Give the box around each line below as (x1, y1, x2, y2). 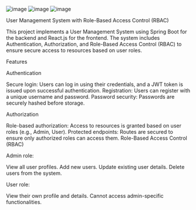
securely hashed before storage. (6, 99, 85, 106)
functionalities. (6, 199, 42, 205)
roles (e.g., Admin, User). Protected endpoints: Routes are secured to (6, 129, 173, 135)
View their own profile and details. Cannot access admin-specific (6, 192, 164, 199)
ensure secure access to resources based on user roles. (6, 47, 143, 54)
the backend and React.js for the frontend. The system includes (6, 35, 160, 41)
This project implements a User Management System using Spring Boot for (6, 28, 187, 35)
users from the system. (6, 170, 62, 177)
